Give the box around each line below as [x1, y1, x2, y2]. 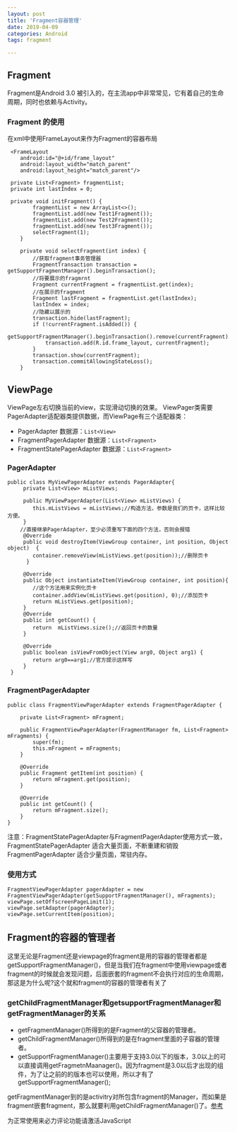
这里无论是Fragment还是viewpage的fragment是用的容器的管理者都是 [7, 952, 207, 960]
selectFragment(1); [32, 229, 90, 236]
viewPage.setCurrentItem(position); [7, 911, 115, 918]
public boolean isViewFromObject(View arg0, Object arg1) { [23, 649, 203, 657]
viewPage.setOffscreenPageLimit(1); [7, 898, 115, 906]
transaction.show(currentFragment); [32, 352, 140, 359]
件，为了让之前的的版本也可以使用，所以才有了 [17, 1070, 154, 1079]
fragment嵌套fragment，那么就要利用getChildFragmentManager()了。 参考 [7, 1102, 224, 1110]
